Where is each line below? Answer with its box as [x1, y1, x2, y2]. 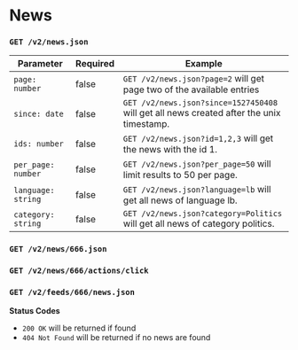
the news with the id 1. [122, 144, 218, 156]
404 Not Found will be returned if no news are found [21, 331, 211, 342]
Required [74, 58, 115, 70]
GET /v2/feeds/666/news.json [9, 287, 136, 298]
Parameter [17, 58, 64, 70]
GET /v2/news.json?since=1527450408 [122, 98, 278, 108]
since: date [13, 109, 65, 120]
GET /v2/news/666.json [9, 245, 107, 254]
